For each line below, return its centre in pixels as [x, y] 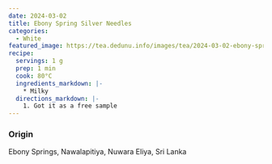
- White [29, 38]
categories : [28, 31]
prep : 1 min [36, 69]
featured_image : [36, 46]
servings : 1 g [39, 61]
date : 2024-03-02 [38, 16]
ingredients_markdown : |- [59, 83]
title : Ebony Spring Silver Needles [70, 23]
